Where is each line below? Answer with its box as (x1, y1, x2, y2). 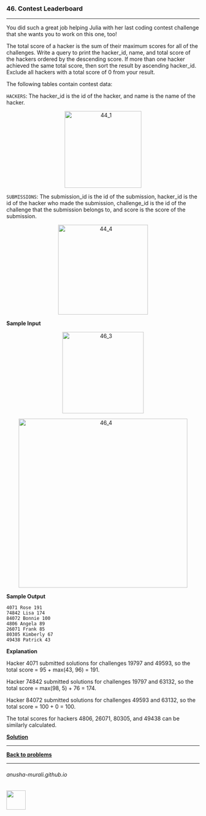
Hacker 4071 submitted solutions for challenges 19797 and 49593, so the (6, 659, 191, 667)
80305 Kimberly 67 (6, 632, 53, 638)
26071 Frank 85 (6, 626, 45, 632)
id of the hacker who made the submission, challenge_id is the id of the (6, 200, 186, 207)
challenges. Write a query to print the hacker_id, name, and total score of (6, 49, 191, 57)
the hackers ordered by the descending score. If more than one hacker (6, 55, 185, 63)
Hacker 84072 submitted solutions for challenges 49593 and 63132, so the (6, 696, 196, 704)
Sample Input (6, 320, 41, 327)
